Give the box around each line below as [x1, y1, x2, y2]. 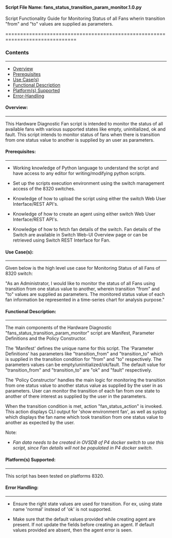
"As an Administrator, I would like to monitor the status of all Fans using [5, 281, 155, 287]
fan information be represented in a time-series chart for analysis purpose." [5, 297, 165, 303]
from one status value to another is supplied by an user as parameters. [5, 137, 155, 143]
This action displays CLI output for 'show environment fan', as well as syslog [5, 408, 166, 415]
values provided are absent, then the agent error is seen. [12, 527, 133, 533]
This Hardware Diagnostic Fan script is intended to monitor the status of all [5, 120, 163, 126]
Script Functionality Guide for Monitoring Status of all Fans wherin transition [5, 15, 165, 21]
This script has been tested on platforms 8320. [5, 472, 104, 479]
